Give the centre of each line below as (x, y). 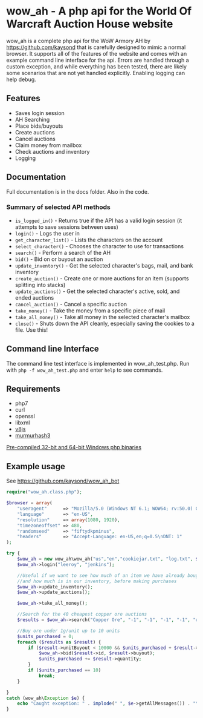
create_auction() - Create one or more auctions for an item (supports (102, 278)
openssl (25, 417)
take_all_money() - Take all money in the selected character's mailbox (102, 317)
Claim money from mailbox (48, 145)
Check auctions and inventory (52, 151)
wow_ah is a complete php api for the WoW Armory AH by (79, 41)
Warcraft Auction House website (90, 24)
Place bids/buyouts (39, 126)
